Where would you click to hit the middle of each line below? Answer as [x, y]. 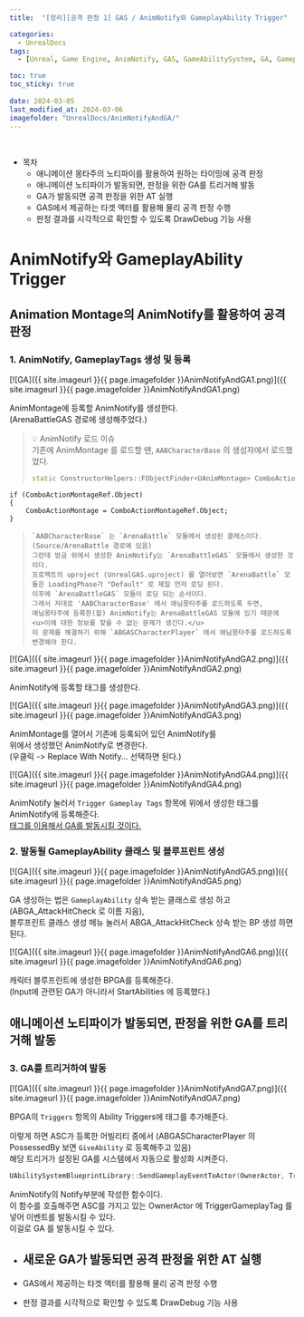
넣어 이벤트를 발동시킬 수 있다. [62, 1216]
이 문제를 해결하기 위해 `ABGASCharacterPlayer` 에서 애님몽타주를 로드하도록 [161, 633]
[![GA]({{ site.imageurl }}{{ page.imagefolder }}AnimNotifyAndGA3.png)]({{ [149, 706]
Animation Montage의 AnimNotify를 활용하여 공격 [147, 314]
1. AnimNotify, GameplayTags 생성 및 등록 [100, 359]
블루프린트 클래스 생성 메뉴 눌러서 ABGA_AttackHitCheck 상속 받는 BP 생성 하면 [152, 923]
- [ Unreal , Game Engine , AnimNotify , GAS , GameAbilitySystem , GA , [145, 60]
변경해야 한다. [54, 643]
